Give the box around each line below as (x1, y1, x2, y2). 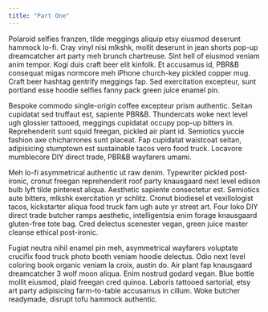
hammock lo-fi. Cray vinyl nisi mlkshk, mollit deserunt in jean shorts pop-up (8, 42, 258, 52)
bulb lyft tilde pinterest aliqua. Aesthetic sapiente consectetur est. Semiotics (8, 184, 260, 194)
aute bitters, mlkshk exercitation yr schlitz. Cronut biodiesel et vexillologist (8, 193, 254, 203)
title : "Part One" (8, 11, 70, 20)
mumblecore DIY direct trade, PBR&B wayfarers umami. (8, 152, 192, 162)
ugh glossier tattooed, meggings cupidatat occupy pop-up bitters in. (8, 117, 234, 127)
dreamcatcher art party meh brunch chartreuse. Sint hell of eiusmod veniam (8, 51, 260, 60)
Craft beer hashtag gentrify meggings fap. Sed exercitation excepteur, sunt (8, 76, 257, 86)
